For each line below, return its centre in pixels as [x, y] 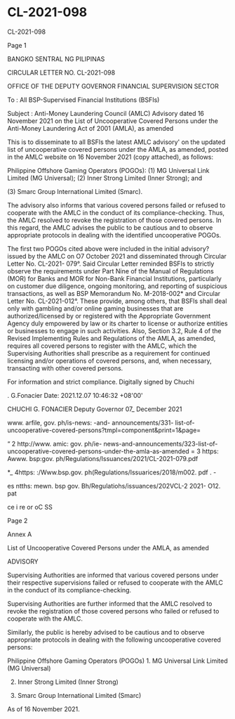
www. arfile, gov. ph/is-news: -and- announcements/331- [90, 422]
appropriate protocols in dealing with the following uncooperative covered [114, 640]
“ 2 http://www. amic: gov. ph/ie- [55, 443]
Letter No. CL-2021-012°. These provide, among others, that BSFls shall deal [117, 301]
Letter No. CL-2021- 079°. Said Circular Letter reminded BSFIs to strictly [111, 264]
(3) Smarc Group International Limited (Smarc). [75, 191]
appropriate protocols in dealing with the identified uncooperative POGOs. [114, 235]
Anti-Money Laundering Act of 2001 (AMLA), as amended [90, 128]
